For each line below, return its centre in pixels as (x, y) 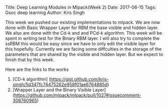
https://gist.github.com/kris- (79, 79)
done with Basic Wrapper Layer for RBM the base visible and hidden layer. (82, 28)
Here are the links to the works (37, 69)
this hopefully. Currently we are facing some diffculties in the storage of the (83, 49)
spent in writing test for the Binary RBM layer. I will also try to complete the (82, 38)
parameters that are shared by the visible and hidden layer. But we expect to (84, 54)
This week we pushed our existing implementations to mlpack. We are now (83, 22)
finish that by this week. (30, 60)
